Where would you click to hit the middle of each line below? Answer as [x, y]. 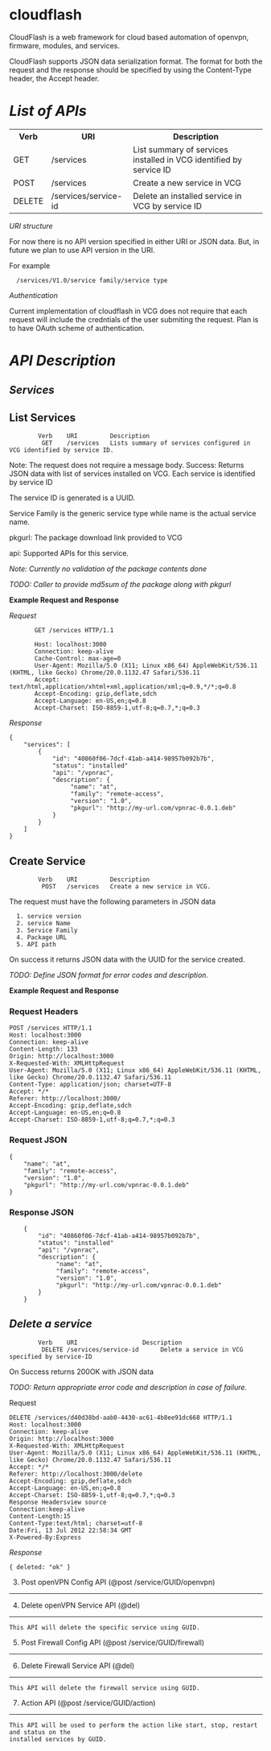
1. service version [49, 917]
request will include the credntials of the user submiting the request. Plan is [134, 319]
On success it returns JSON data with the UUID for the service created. [127, 959]
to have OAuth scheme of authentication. [77, 328]
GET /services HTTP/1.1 [74, 631]
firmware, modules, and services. [64, 45]
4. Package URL [42, 938]
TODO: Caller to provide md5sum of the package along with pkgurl [120, 585]
